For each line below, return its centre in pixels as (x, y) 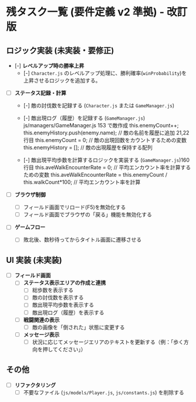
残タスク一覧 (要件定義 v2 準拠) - (85, 12)
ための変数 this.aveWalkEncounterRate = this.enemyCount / (95, 175)
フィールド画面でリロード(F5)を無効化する (75, 207)
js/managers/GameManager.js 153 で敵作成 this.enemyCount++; (101, 126)
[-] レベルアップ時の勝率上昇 (49, 66)
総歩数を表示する (53, 290)
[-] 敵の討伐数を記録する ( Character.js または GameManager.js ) (99, 106)
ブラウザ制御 (30, 195)
